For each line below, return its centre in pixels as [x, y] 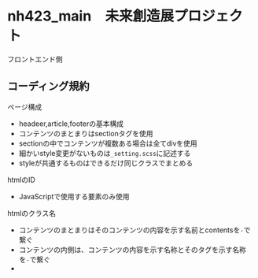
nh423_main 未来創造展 [91, 16]
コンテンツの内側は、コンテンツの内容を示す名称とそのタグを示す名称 [133, 250]
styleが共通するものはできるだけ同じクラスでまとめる [106, 163]
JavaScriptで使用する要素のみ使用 [74, 196]
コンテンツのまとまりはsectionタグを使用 [86, 133]
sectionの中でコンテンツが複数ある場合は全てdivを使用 [108, 143]
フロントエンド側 [35, 59]
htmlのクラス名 [32, 213]
